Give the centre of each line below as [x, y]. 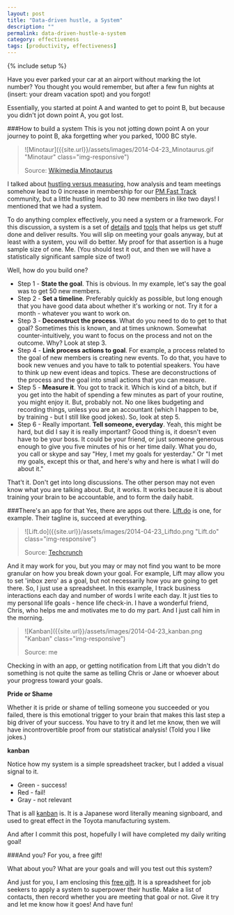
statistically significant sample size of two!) [69, 256]
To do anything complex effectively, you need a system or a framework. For [116, 220]
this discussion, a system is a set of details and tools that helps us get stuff [115, 227]
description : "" [31, 26]
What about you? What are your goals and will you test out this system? [110, 869]
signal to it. [23, 771]
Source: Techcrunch [54, 552]
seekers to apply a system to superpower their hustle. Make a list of [104, 890]
